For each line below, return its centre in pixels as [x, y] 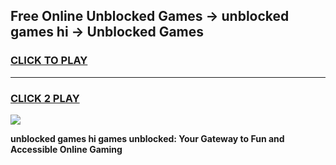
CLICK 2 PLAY [45, 98]
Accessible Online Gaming [66, 149]
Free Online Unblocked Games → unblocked [150, 16]
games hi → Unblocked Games [107, 32]
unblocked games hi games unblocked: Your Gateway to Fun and [147, 138]
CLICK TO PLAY [49, 61]
